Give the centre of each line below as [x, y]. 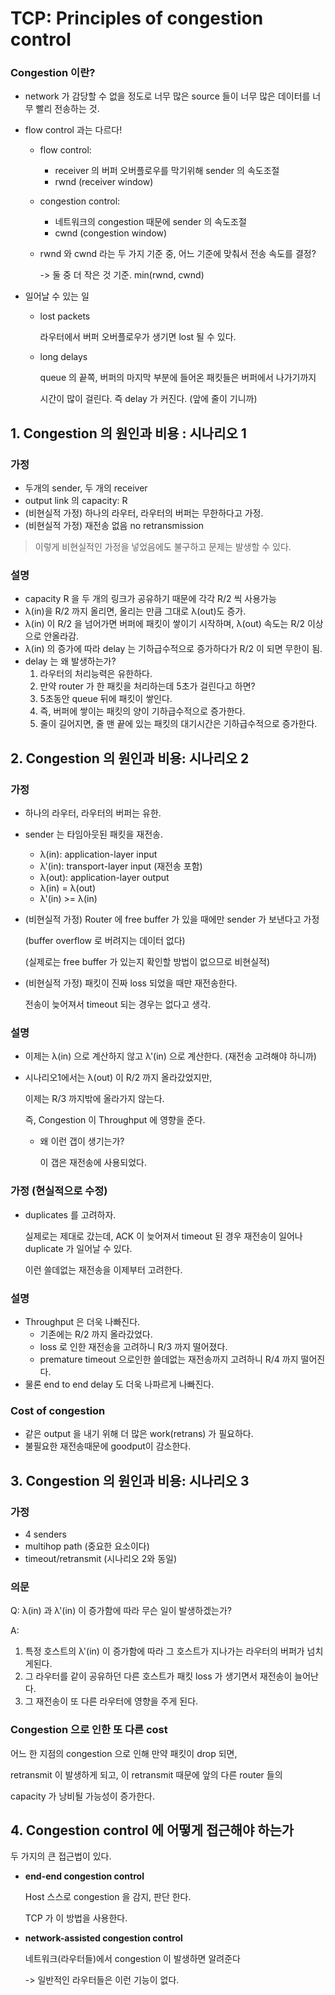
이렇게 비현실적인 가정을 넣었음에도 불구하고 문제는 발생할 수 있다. [163, 547]
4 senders [45, 1534]
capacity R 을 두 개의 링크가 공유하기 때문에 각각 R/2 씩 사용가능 [150, 599]
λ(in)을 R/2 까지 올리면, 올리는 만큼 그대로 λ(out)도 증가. [135, 611]
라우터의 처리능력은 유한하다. [96, 674]
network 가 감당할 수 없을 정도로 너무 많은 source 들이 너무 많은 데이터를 [167, 96]
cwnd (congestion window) [111, 233]
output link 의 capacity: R [76, 501]
